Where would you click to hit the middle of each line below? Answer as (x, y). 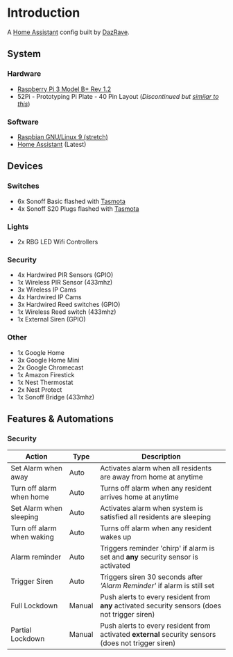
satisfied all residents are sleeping (156, 517)
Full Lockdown (34, 605)
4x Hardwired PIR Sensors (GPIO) (65, 275)
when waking (32, 537)
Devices (25, 166)
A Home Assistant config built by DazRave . (68, 32)
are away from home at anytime (152, 477)
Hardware (24, 74)
